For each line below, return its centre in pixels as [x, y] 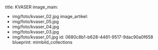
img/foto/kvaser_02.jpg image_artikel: [50, 16]
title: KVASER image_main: [32, 7]
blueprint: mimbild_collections [42, 42]
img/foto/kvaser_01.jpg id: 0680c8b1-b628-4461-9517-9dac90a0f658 [82, 37]
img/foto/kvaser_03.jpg [35, 32]
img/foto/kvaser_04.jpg [36, 27]
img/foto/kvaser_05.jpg [35, 22]
